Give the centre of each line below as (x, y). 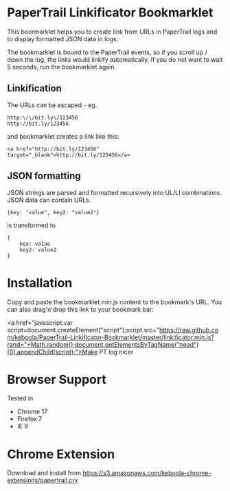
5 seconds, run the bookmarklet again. (62, 67)
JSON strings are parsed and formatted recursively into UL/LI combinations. (114, 192)
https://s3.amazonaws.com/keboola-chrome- (147, 473)
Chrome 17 (32, 412)
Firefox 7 (30, 419)
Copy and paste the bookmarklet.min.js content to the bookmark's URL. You (115, 302)
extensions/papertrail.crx (43, 480)
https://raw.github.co (188, 330)
